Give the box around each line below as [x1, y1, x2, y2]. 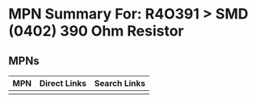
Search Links [94, 78, 146, 89]
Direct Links [39, 78, 87, 89]
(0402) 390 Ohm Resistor [8, 22, 184, 40]
